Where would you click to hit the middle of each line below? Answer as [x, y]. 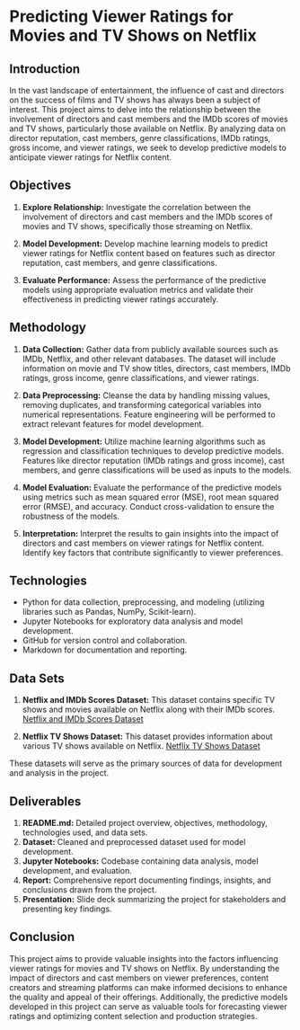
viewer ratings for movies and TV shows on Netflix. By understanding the [145, 968]
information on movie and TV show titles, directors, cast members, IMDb [156, 368]
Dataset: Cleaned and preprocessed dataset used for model [134, 842]
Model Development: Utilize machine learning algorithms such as [144, 441]
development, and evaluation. [77, 871]
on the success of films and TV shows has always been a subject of [135, 100]
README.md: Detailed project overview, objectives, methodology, [145, 823]
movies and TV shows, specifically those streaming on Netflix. [137, 226]
